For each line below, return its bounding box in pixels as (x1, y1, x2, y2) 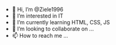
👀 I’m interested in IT (11, 12, 63, 19)
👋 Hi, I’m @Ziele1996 (11, 6, 63, 13)
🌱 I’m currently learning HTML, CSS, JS (11, 19, 110, 26)
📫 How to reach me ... (11, 32, 68, 39)
